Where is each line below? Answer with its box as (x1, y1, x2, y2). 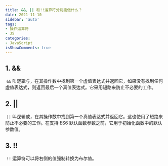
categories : (5, 36, 30, 41)
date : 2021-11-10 (5, 12, 42, 17)
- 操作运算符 (5, 26, 29, 31)
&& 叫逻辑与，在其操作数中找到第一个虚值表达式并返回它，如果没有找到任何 (6, 78, 163, 84)
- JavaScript (5, 41, 33, 46)
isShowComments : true (5, 45, 51, 50)
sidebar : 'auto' (5, 17, 39, 22)
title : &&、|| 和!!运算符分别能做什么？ (5, 7, 82, 13)
